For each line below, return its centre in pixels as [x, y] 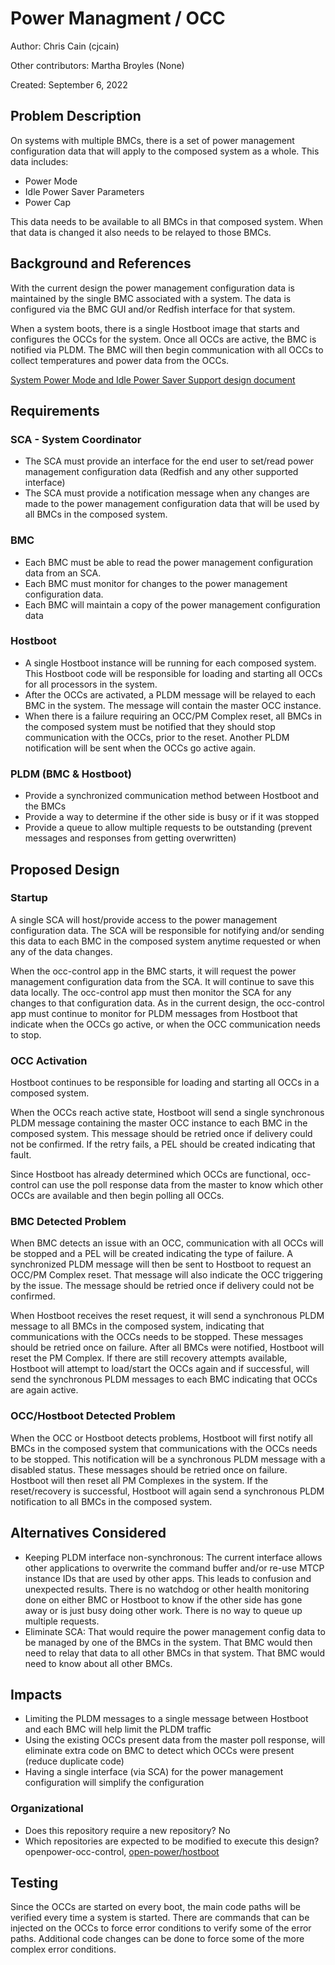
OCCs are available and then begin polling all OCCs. [117, 1196]
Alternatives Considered [88, 1533]
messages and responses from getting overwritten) [130, 838]
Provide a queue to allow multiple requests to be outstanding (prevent [168, 828]
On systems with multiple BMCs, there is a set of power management [152, 140]
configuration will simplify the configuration [114, 1783]
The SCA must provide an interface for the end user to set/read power [169, 461]
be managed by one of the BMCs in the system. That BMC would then [168, 1642]
